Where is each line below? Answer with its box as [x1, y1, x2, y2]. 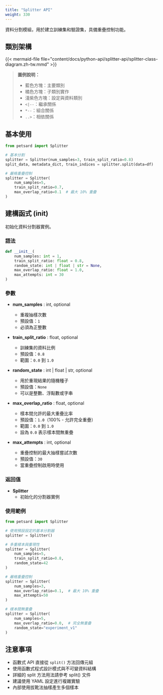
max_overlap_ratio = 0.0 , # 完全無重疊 [14, 620, 92, 626]
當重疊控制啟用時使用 [20, 462, 64, 468]
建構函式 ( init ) [5, 209, 49, 218]
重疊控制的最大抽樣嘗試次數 [20, 450, 78, 456]
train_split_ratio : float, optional [12, 334, 78, 340]
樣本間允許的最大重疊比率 [20, 411, 73, 417]
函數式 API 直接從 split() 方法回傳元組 [12, 659, 94, 665]
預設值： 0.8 [20, 351, 45, 357]
